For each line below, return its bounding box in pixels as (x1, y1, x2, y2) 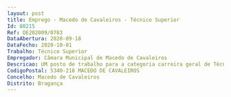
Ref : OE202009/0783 (7, 29, 63, 36)
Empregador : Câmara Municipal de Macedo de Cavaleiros (7, 55, 168, 61)
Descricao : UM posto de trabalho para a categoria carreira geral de (7, 61, 211, 68)
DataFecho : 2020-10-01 (7, 42, 72, 48)
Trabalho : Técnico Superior (7, 48, 88, 55)
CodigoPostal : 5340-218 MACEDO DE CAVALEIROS (7, 67, 140, 74)
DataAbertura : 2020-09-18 (7, 36, 81, 42)
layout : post (7, 10, 45, 17)
